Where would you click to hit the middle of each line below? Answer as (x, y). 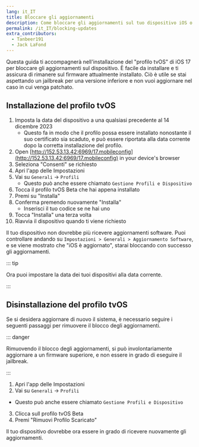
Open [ (23, 152)
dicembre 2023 (34, 126)
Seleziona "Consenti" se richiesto (56, 164)
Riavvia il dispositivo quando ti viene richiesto (70, 221)
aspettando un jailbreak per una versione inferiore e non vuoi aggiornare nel (99, 80)
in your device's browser (150, 158)
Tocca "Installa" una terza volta (53, 215)
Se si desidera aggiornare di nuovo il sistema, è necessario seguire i (89, 319)
